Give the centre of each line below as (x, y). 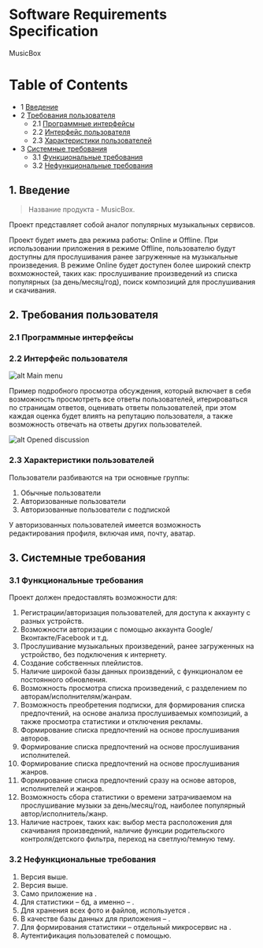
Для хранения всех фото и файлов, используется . (105, 910)
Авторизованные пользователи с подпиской (95, 509)
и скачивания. (33, 290)
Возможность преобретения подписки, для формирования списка (133, 705)
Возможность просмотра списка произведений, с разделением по (133, 689)
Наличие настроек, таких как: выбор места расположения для (126, 823)
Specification (54, 31)
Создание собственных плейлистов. (81, 663)
